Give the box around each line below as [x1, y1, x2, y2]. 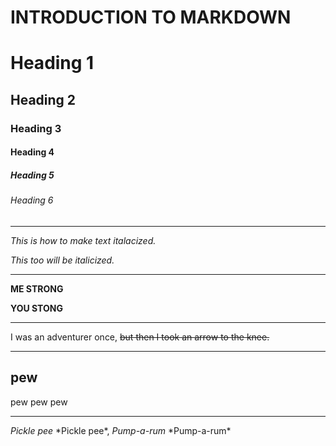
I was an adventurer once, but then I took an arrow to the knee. [10, 331, 270, 343]
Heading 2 [10, 91, 77, 108]
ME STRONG [10, 282, 64, 295]
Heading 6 [10, 194, 54, 206]
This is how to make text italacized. [10, 234, 157, 246]
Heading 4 [10, 146, 55, 158]
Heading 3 [10, 121, 62, 135]
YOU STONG [10, 302, 63, 314]
